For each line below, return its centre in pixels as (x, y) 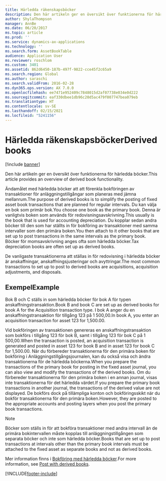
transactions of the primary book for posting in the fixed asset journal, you (81, 367)
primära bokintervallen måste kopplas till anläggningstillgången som (74, 433)
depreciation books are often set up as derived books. (60, 246)
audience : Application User (34, 56)
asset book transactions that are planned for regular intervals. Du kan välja (81, 204)
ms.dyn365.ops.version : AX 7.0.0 (40, 88)
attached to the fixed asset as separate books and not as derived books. (79, 449)
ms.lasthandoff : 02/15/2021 (34, 111)
